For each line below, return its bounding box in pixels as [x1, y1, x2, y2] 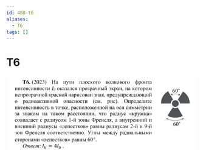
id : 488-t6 [6, 10, 34, 16]
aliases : [6, 16, 29, 22]
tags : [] [6, 29, 29, 35]
